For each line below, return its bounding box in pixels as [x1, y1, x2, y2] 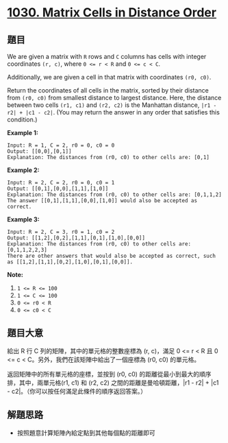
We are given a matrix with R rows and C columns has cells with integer [7, 53, 207, 60]
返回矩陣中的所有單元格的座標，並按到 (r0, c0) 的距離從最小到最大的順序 [7, 370, 212, 378]
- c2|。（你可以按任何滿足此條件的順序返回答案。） [7, 387, 147, 395]
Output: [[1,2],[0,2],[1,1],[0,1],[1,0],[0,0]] [7, 235, 146, 241]
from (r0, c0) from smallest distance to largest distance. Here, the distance [7, 94, 222, 101]
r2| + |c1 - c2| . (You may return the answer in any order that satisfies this [7, 108, 220, 116]
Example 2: [7, 166, 40, 174]
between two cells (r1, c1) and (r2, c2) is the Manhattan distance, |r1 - [7, 101, 217, 109]
